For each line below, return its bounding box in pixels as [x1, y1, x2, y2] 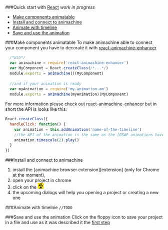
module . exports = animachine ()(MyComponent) [9, 71, 104, 76]
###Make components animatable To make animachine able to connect [5, 39, 152, 45]
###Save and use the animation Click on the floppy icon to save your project [5, 214, 163, 220]
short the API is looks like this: [5, 106, 67, 112]
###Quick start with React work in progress [5, 4, 95, 10]
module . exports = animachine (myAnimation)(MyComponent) [9, 92, 128, 97]
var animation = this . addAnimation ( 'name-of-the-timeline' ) [14, 127, 142, 132]
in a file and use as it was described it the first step [5, 220, 110, 226]
